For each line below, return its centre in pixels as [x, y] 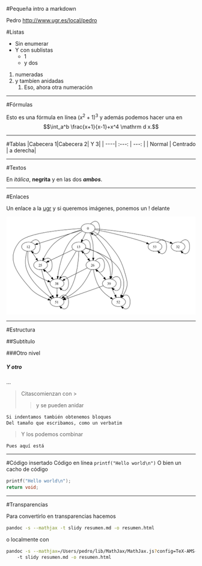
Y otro [14, 367]
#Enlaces [18, 196]
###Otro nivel [23, 353]
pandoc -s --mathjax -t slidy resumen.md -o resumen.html [80, 528]
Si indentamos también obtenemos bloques [59, 417]
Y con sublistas [34, 50]
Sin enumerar [32, 44]
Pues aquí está [25, 446]
